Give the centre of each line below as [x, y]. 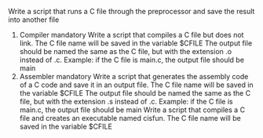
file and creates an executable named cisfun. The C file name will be [130, 118]
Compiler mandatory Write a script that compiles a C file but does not [131, 35]
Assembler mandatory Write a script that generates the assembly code [134, 76]
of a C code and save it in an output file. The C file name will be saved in [136, 85]
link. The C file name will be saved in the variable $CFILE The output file [136, 43]
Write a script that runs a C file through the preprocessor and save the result [131, 11]
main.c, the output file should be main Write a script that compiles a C [132, 110]
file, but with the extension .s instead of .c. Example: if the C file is [126, 102]
